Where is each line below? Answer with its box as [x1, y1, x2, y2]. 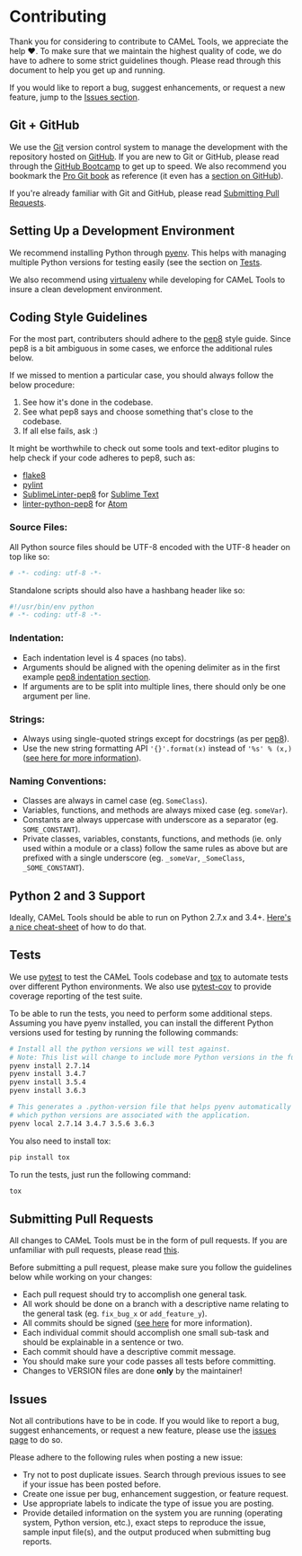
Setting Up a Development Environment [9, 223, 235, 239]
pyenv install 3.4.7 [9, 1070, 87, 1079]
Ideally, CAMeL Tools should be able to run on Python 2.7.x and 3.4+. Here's [9, 912, 292, 922]
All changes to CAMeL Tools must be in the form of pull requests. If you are [9, 1235, 288, 1246]
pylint [22, 479, 43, 491]
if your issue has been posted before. [22, 1479, 162, 1489]
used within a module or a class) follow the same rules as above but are [22, 843, 289, 854]
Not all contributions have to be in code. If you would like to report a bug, [9, 1416, 280, 1427]
